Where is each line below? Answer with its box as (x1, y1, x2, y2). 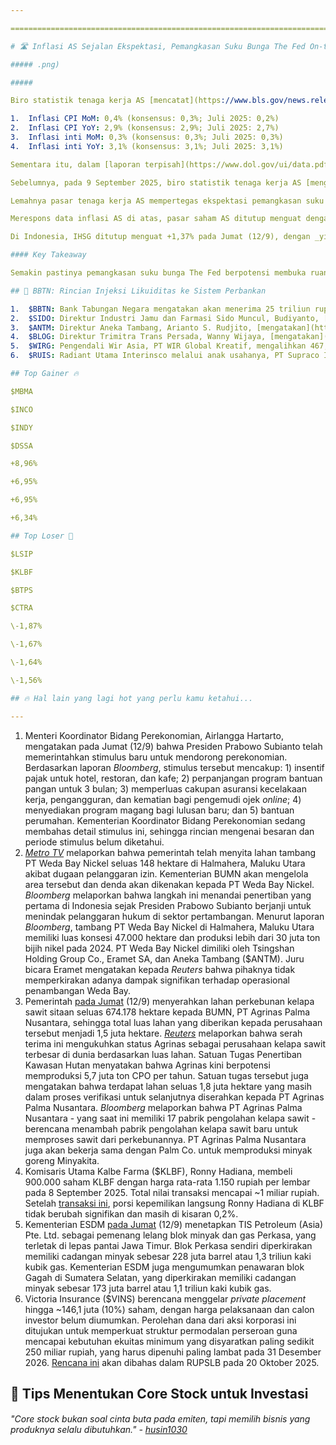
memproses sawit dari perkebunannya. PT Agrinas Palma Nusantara (24, 1133, 307, 1145)
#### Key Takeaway (10, 250, 87, 260)
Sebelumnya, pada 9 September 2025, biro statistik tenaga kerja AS (10, 177, 302, 188)
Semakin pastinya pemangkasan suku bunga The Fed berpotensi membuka (10, 268, 307, 278)
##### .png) (10, 59, 60, 70)
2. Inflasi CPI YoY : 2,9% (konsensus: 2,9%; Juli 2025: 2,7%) (10, 123, 280, 133)
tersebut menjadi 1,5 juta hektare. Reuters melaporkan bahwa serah (24, 1027, 303, 1039)
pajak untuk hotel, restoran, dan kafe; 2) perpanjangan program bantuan (24, 772, 323, 784)
